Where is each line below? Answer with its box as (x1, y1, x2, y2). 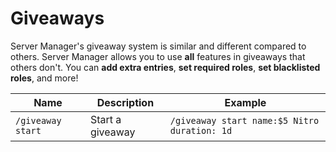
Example (224, 95, 267, 109)
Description (96, 95, 155, 109)
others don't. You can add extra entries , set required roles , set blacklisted (10, 61, 321, 73)
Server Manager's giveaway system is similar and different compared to (10, 40, 307, 52)
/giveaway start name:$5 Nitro (169, 115, 320, 126)
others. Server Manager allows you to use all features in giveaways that (10, 50, 306, 62)
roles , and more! (10, 72, 79, 84)
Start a (89, 112, 122, 126)
